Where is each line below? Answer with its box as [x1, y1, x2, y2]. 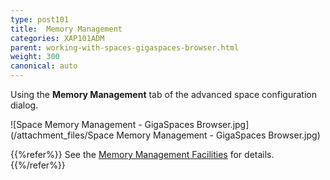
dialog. [10, 99, 39, 111]
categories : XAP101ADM [10, 33, 105, 43]
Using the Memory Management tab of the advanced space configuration [10, 89, 317, 100]
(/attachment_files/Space [10, 129, 115, 141]
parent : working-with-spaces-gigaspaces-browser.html [10, 42, 240, 53]
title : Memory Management [10, 24, 123, 34]
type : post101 [10, 14, 70, 25]
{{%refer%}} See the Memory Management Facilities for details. [10, 149, 275, 160]
